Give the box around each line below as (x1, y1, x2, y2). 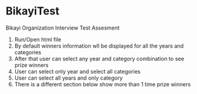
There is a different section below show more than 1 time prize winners (14, 80, 191, 88)
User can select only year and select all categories (14, 67, 141, 75)
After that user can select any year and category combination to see (14, 55, 185, 62)
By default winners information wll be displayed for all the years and (14, 42, 184, 49)
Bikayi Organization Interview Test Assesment (5, 24, 120, 31)
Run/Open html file (14, 36, 62, 43)
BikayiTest (5, 4, 60, 18)
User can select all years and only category (14, 74, 123, 81)
